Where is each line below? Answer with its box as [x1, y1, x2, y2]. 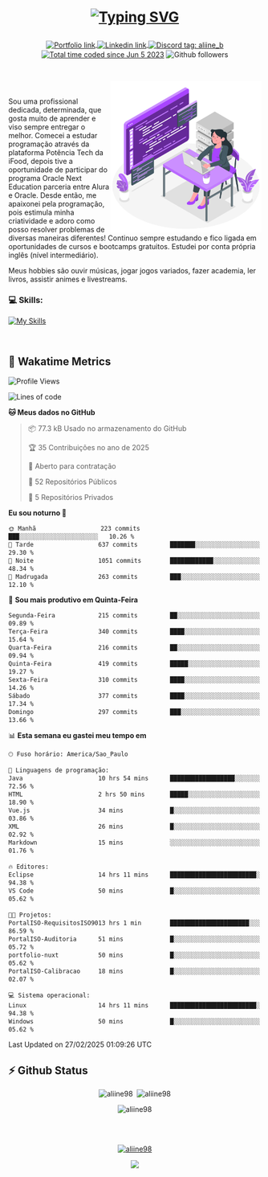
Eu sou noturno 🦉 [8, 507, 67, 518]
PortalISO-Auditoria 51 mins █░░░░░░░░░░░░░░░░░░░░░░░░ [8, 935, 261, 943]
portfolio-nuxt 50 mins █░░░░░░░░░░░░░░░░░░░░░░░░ [8, 951, 261, 959]
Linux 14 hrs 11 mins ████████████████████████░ [8, 1001, 261, 1009]
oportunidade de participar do [8, 165, 108, 174]
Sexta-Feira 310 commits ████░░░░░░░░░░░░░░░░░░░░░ [8, 675, 261, 683]
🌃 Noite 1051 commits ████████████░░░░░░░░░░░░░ [8, 556, 261, 564]
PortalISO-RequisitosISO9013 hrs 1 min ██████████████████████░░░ [8, 919, 261, 927]
